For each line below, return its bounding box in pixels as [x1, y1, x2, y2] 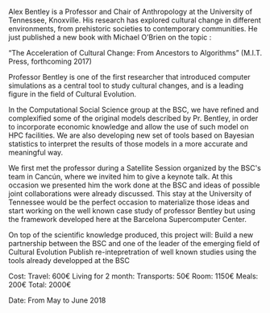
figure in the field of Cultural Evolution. [8, 89, 137, 99]
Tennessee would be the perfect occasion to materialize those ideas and [8, 197, 250, 207]
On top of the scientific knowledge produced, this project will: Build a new [8, 230, 254, 240]
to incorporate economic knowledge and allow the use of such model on [8, 122, 249, 131]
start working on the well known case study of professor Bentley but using [8, 206, 255, 216]
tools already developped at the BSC [8, 256, 131, 265]
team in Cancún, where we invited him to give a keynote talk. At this [8, 172, 233, 181]
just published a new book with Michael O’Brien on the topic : [8, 32, 212, 42]
